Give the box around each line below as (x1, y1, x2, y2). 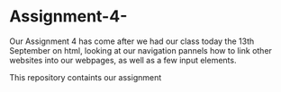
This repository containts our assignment (9, 71, 162, 82)
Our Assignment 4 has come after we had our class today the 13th (9, 36, 255, 46)
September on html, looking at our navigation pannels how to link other (9, 45, 273, 55)
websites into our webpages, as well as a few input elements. (9, 54, 237, 65)
